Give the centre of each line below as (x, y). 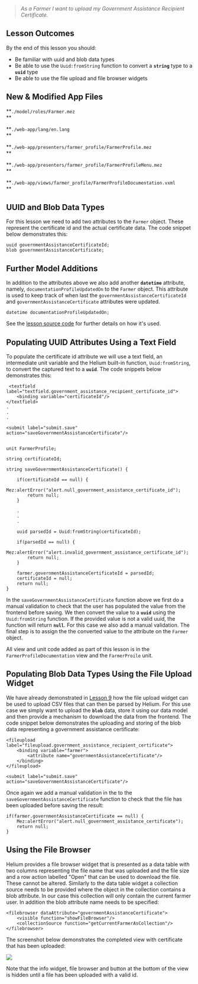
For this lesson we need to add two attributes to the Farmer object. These (95, 221)
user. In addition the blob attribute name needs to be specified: (83, 902)
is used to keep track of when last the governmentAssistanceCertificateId (96, 296)
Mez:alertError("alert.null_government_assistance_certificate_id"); (94, 490)
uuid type (26, 72)
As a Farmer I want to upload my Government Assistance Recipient (103, 9)
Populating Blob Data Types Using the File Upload (99, 674)
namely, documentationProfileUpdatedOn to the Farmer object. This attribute (97, 289)
